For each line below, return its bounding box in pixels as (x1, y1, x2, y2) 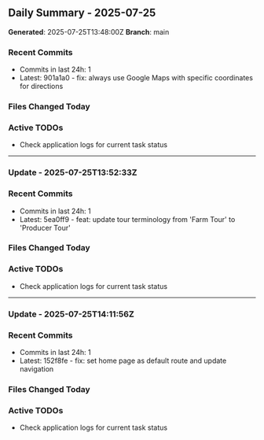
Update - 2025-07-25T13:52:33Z (8, 167, 137, 178)
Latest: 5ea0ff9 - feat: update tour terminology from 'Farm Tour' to (19, 214, 236, 224)
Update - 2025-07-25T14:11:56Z (8, 309, 135, 320)
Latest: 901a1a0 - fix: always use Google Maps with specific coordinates (19, 73, 254, 83)
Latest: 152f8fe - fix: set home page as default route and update (19, 356, 227, 365)
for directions (19, 82, 64, 91)
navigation (19, 364, 54, 373)
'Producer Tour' (19, 223, 71, 232)
